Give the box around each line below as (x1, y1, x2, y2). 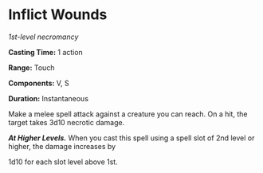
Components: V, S (8, 78, 69, 88)
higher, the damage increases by (8, 141, 116, 151)
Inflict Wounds (8, 6, 108, 24)
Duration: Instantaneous (8, 93, 89, 103)
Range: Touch (8, 62, 55, 73)
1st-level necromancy (8, 32, 79, 41)
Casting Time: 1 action (8, 47, 84, 57)
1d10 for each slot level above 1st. (8, 157, 118, 167)
